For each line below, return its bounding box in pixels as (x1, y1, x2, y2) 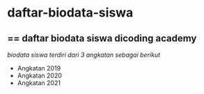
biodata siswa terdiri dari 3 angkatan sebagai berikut (7, 50, 161, 59)
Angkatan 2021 (17, 79, 61, 87)
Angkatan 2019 (17, 64, 61, 72)
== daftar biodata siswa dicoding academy (7, 32, 197, 44)
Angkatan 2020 (17, 71, 63, 79)
